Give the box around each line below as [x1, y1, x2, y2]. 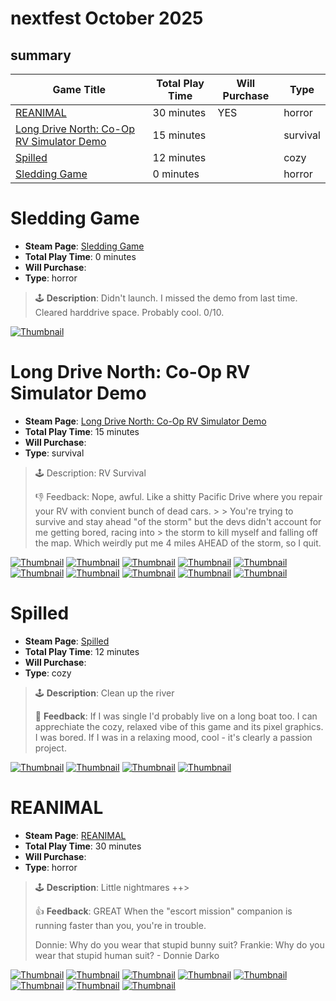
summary [10, 47, 72, 64]
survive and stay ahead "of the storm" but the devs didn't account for [34, 515, 322, 527]
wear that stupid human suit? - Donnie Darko [34, 949, 220, 961]
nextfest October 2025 [10, 7, 204, 30]
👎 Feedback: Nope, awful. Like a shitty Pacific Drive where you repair [34, 490, 323, 502]
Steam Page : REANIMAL [24, 829, 127, 841]
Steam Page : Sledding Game [24, 240, 145, 252]
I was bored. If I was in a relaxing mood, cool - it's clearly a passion [34, 731, 313, 743]
